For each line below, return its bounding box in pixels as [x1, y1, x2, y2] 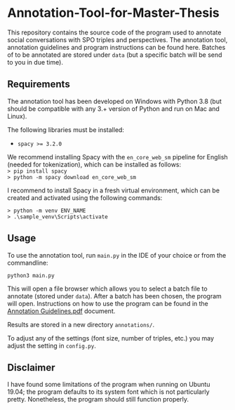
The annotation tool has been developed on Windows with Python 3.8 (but [7, 97, 222, 105]
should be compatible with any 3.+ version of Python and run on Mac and [7, 104, 220, 113]
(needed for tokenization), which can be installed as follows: [7, 160, 182, 168]
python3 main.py [7, 272, 55, 279]
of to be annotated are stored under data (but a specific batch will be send [7, 51, 222, 59]
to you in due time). [7, 58, 63, 66]
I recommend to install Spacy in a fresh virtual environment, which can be [7, 186, 220, 194]
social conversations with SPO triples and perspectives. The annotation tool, [7, 35, 228, 44]
